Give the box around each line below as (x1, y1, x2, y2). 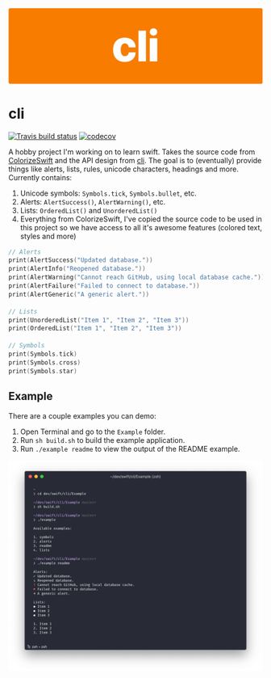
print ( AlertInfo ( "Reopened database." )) (8, 265, 147, 273)
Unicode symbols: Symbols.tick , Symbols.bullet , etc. (19, 188, 197, 198)
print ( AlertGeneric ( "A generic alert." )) (8, 290, 150, 298)
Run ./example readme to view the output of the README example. (19, 444, 240, 453)
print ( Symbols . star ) (8, 367, 78, 375)
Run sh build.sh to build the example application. (19, 435, 186, 444)
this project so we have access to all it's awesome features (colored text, (19, 222, 263, 232)
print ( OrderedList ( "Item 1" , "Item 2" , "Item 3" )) (8, 324, 182, 333)
